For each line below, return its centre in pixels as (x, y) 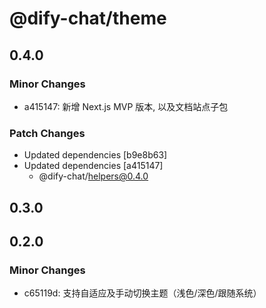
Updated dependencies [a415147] (93, 166)
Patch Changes (47, 133)
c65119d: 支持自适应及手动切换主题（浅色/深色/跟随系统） (142, 293)
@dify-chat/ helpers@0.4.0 (93, 176)
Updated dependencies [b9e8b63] (95, 155)
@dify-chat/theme (88, 18)
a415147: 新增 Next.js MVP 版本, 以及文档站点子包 (126, 106)
